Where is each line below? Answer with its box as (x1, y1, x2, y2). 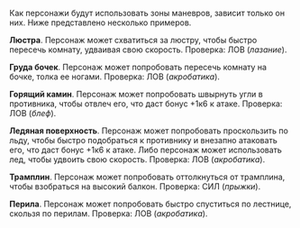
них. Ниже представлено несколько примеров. (9, 17, 192, 28)
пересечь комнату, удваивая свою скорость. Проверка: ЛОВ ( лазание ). (9, 44, 287, 55)
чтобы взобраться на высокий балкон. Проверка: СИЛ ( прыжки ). (9, 181, 261, 192)
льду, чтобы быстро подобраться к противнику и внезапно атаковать (9, 135, 277, 145)
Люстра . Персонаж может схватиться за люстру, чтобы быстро (9, 35, 258, 45)
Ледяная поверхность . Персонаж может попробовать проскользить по (9, 125, 288, 136)
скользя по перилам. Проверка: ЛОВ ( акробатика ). (9, 208, 208, 219)
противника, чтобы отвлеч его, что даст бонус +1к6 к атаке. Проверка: (9, 98, 283, 109)
